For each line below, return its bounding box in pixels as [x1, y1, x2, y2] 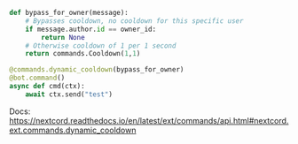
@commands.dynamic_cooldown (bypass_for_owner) [9, 65, 184, 74]
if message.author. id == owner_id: [25, 25, 157, 34]
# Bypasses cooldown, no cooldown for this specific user [25, 16, 244, 26]
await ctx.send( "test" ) [25, 89, 114, 99]
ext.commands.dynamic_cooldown [9, 125, 137, 135]
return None [41, 33, 86, 42]
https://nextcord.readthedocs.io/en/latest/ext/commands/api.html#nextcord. [9, 115, 289, 125]
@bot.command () [9, 73, 66, 83]
